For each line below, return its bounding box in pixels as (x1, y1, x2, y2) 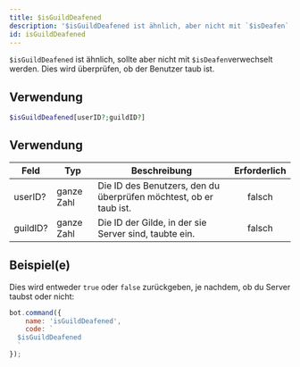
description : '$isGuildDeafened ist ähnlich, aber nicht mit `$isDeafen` (9, 21, 290, 30)
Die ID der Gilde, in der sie (97, 216, 207, 229)
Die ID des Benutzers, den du (97, 179, 221, 192)
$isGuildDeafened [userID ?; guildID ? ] (9, 113, 146, 122)
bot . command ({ (9, 308, 62, 317)
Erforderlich (234, 164, 287, 177)
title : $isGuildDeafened (9, 13, 102, 22)
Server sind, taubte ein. (97, 227, 196, 239)
